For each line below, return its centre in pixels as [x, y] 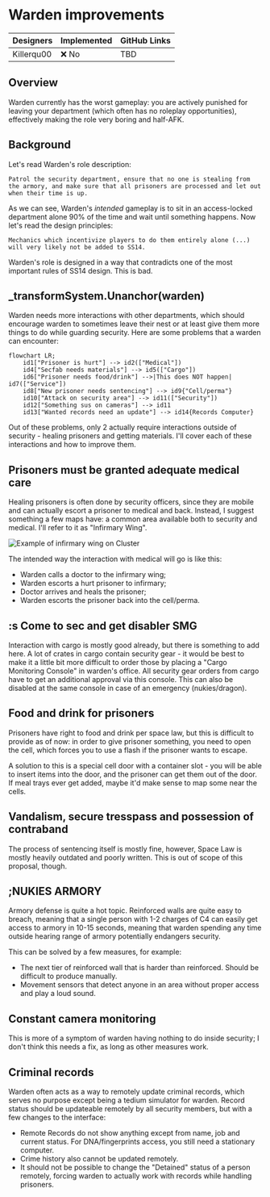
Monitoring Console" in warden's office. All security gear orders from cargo [134, 671]
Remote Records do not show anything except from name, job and [130, 1133]
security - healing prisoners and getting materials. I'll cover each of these [130, 436]
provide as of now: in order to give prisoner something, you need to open [130, 741]
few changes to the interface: [57, 1117]
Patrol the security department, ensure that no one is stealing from [129, 179]
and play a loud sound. [58, 994]
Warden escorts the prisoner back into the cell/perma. [110, 601]
